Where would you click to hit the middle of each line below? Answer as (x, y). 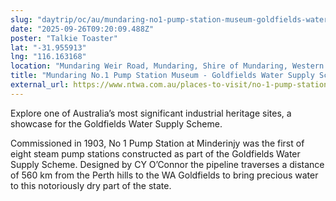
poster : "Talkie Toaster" (64, 38)
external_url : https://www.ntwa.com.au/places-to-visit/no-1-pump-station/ (171, 85)
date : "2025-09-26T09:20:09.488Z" (82, 29)
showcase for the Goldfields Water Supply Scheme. (116, 123)
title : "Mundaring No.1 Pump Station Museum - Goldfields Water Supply (162, 76)
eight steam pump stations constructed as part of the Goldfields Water (155, 153)
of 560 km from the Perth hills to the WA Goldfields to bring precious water (164, 175)
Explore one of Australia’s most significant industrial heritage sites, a (151, 113)
